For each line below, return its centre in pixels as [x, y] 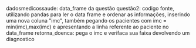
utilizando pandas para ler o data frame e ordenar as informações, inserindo [98, 14]
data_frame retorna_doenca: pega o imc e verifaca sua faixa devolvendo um [98, 33]
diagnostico [20, 39]
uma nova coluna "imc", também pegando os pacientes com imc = [87, 21]
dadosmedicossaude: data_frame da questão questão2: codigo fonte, [90, 8]
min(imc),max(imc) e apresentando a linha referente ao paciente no [87, 27]
